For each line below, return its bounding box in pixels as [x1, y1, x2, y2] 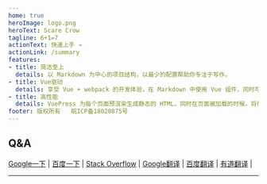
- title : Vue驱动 [8, 78, 64, 86]
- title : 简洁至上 [8, 63, 65, 71]
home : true [8, 11, 44, 20]
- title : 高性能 [8, 93, 59, 101]
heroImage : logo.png [8, 19, 77, 27]
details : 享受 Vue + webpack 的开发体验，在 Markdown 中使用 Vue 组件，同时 [15, 85, 255, 94]
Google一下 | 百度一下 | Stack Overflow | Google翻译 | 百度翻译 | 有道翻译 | [8, 159, 253, 168]
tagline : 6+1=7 [8, 33, 59, 42]
